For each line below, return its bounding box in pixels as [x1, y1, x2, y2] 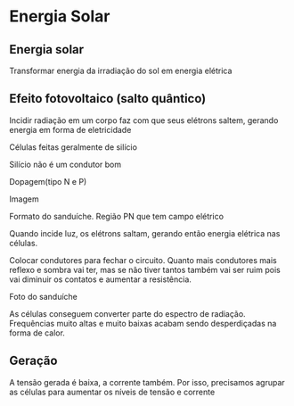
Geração [9, 353, 58, 369]
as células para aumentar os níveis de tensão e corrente [9, 386, 216, 397]
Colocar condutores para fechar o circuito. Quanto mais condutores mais [9, 254, 278, 265]
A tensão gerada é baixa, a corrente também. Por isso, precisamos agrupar [9, 377, 285, 387]
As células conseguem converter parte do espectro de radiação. [9, 308, 247, 319]
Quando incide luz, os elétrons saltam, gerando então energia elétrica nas [9, 228, 281, 238]
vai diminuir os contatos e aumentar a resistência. [9, 274, 192, 285]
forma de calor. [9, 327, 65, 338]
